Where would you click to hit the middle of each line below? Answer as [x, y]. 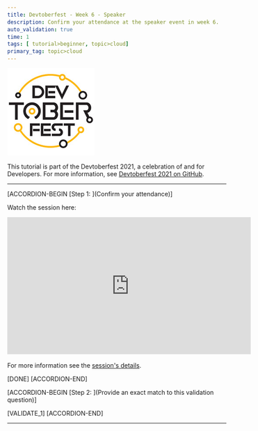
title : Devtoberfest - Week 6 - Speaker [67, 15]
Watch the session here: [42, 207]
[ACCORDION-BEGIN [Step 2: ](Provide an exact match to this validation [111, 392]
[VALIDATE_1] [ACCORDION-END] [55, 413]
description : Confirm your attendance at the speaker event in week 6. [113, 22]
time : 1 [18, 37]
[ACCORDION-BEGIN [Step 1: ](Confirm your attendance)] [90, 194]
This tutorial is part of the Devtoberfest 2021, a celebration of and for [106, 166]
